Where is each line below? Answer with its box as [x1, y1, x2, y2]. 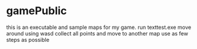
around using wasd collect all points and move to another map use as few [6, 30, 189, 37]
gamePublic [6, 4, 67, 18]
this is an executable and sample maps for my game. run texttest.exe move [6, 24, 192, 31]
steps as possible [6, 36, 50, 43]
